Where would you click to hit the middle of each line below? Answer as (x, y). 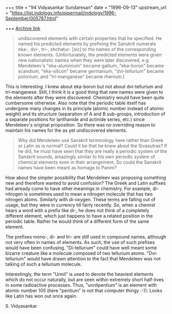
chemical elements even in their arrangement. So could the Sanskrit (90, 162)
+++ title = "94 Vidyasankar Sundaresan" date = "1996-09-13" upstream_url (86, 7)
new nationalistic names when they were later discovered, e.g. (84, 60)
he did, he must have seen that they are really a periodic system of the (92, 151)
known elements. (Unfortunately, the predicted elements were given (90, 55)
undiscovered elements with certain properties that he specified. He (90, 38)
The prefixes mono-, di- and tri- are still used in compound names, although (86, 237)
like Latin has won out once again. (41, 296)
